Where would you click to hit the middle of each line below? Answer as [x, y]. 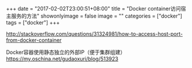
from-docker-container [34, 40]
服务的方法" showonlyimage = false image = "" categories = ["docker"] [97, 16]
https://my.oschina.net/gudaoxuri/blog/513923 [62, 59]
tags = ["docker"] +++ [33, 23]
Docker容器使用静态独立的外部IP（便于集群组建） [66, 52]
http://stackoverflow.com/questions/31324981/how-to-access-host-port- [95, 34]
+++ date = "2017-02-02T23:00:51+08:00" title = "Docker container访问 [94, 8]
